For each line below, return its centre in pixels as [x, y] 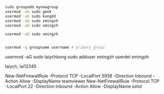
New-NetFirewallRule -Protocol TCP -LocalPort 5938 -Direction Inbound [78, 76]
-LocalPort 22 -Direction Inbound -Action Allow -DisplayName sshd [73, 87]
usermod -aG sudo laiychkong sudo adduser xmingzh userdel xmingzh [77, 57]
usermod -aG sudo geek [28, 12]
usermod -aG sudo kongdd [31, 16]
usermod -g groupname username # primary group [55, 47]
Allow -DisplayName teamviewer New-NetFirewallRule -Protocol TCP [89, 81]
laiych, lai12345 [21, 66]
